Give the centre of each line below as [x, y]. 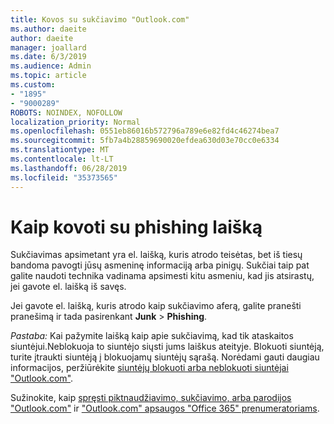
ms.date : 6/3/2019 [48, 57]
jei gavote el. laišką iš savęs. [68, 287]
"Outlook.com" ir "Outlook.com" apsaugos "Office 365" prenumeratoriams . [165, 408]
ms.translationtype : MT [60, 150]
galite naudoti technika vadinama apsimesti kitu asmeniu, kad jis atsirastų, [162, 276]
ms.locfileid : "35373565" [64, 177]
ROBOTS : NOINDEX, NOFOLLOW [66, 112]
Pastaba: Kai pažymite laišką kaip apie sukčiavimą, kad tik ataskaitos [152, 336]
